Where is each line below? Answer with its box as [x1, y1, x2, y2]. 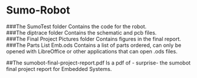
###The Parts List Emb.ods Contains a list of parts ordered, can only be [6, 42, 182, 49]
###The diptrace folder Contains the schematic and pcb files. [6, 29, 157, 36]
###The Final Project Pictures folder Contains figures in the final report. [6, 35, 182, 42]
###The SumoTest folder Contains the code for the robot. [6, 23, 147, 30]
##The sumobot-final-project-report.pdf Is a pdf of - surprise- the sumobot [6, 59, 191, 66]
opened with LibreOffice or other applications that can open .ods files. [6, 48, 178, 55]
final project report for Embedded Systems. [6, 65, 112, 72]
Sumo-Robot [6, 4, 70, 17]
